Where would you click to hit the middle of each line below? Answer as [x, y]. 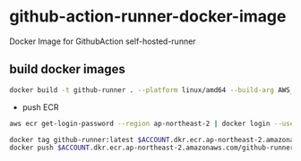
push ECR [40, 107]
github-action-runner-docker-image [148, 17]
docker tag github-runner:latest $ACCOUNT [90, 140]
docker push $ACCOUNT [50, 148]
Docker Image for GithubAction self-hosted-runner [103, 41]
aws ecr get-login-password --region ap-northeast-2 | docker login [140, 123]
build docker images [67, 69]
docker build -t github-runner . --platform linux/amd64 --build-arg [142, 90]
